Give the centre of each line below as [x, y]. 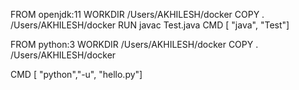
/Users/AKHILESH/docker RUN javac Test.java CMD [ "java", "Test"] [150, 25]
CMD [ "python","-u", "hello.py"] [76, 74]
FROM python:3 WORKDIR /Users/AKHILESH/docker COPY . [134, 44]
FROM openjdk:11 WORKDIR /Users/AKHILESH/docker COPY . [137, 14]
